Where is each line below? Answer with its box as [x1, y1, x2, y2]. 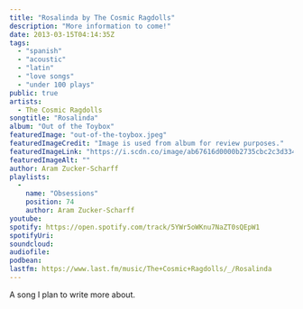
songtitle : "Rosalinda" [9, 114, 99, 123]
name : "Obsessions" [25, 189, 99, 198]
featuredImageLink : [9, 147, 83, 156]
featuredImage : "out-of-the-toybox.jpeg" [9, 131, 168, 140]
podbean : [9, 256, 42, 266]
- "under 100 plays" [17, 80, 95, 89]
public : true [9, 88, 59, 97]
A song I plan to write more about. [9, 289, 135, 300]
